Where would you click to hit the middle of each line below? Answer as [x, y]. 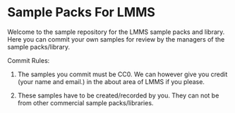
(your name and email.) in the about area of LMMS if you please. [111, 81]
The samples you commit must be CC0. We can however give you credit [122, 74]
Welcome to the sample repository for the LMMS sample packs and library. [116, 32]
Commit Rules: [29, 60]
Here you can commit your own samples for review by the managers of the [116, 39]
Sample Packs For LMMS [81, 12]
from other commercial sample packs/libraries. [85, 102]
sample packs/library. [39, 47]
